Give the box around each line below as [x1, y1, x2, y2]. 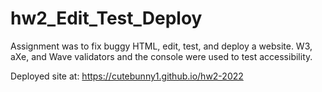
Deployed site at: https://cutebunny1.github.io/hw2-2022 [10, 70, 244, 82]
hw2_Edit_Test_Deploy [10, 7, 203, 30]
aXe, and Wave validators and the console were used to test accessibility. [10, 50, 313, 62]
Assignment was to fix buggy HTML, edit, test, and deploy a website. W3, [10, 40, 313, 52]
